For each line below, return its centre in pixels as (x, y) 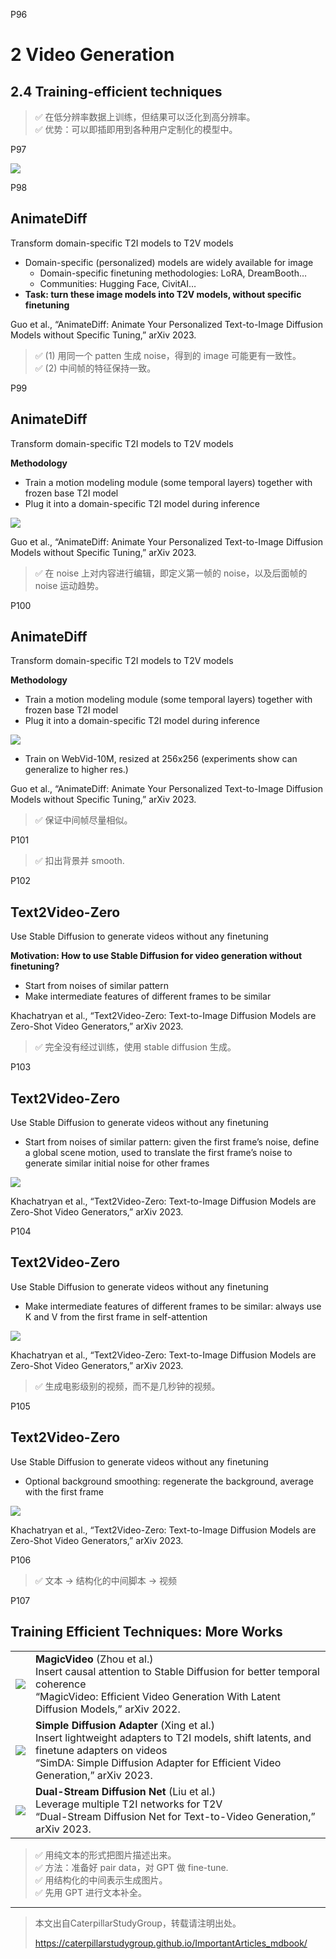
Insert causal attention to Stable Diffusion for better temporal (177, 1671)
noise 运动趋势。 (69, 585)
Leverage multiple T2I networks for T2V (129, 1804)
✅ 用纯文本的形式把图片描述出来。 (105, 1855)
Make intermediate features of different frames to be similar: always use (173, 1306)
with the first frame (64, 1491)
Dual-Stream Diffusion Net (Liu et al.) (126, 1791)
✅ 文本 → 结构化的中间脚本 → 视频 (106, 1580)
